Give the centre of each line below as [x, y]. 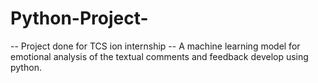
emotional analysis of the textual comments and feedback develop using [159, 56]
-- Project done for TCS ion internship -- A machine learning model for [155, 46]
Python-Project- [79, 18]
